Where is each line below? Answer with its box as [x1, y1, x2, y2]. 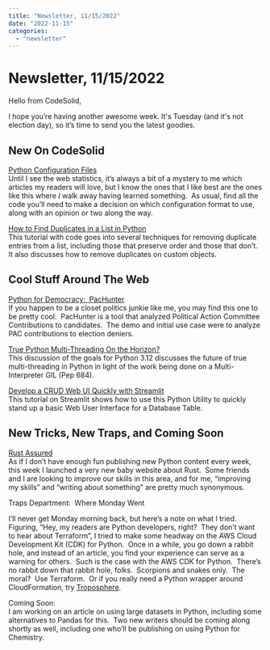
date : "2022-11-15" [8, 19, 74, 27]
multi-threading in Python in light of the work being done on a [8, 361, 214, 371]
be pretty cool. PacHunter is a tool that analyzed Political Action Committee [8, 311, 260, 321]
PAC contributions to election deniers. [8, 328, 135, 338]
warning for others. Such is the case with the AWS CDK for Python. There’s [8, 556, 262, 566]
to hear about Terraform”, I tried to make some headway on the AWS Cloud [8, 530, 257, 540]
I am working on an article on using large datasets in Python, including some [8, 606, 262, 616]
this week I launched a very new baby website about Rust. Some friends [8, 465, 250, 475]
